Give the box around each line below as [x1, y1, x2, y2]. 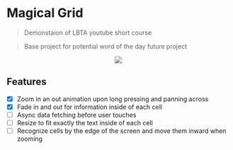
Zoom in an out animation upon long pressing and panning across [16, 94, 209, 103]
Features [6, 76, 47, 88]
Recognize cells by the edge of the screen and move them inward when [16, 127, 227, 135]
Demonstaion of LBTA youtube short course [23, 28, 152, 37]
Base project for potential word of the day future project [23, 42, 188, 50]
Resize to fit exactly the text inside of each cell [16, 118, 153, 127]
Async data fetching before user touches [16, 110, 137, 119]
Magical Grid [6, 5, 84, 21]
